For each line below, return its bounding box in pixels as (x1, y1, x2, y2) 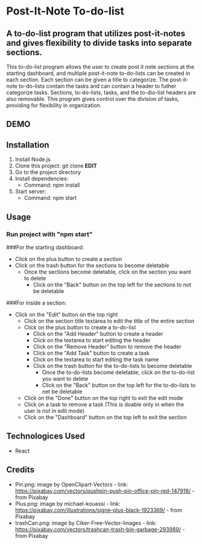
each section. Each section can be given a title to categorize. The (6, 76, 169, 83)
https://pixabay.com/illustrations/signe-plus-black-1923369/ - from (14, 506, 183, 514)
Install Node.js (14, 156, 51, 163)
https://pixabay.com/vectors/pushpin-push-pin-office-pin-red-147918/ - (14, 487, 195, 494)
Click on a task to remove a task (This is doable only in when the (24, 401, 185, 408)
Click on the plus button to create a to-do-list (24, 323, 136, 331)
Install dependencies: (14, 175, 69, 182)
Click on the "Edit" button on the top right (14, 311, 118, 318)
